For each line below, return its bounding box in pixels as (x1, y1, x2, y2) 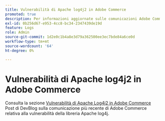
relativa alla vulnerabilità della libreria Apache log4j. (5, 111, 110, 117)
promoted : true (5, 12, 36, 17)
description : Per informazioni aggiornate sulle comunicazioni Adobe (5, 16, 151, 21)
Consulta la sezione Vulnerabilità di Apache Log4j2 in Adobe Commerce (5, 100, 151, 106)
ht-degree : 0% (5, 48, 34, 53)
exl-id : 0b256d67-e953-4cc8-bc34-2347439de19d (5, 21, 102, 26)
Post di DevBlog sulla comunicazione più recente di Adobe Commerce (5, 105, 147, 111)
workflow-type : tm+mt (5, 39, 50, 44)
